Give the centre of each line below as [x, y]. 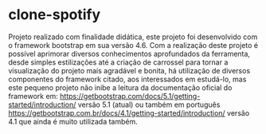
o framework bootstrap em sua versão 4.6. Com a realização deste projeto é [133, 45]
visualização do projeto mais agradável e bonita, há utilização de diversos [129, 70]
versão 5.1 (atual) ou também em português [149, 104]
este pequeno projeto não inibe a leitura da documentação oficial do [120, 87]
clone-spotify [55, 15]
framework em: [33, 96]
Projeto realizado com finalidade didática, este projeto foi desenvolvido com [133, 37]
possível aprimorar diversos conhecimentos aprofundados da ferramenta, [129, 53]
